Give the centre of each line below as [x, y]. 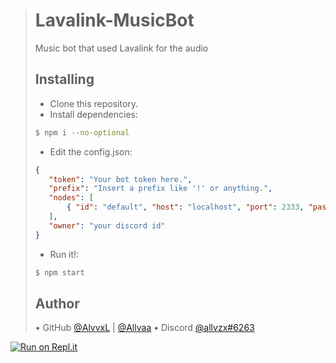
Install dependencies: [93, 114]
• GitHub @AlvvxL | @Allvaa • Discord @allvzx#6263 [144, 328]
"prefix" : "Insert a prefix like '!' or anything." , [160, 189]
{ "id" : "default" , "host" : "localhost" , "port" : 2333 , [185, 207]
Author [57, 303]
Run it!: [64, 254]
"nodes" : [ [71, 198]
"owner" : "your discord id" [107, 225]
